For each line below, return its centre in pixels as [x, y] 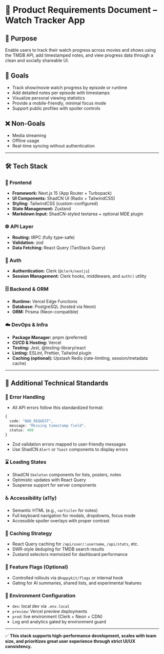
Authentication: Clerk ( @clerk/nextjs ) [51, 271]
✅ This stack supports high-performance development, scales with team [81, 636]
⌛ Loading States [26, 462]
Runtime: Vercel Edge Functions [45, 302]
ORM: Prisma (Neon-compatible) [45, 312]
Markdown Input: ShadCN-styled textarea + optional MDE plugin [78, 214]
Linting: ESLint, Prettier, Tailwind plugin [52, 353]
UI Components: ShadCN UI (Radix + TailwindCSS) [64, 198]
